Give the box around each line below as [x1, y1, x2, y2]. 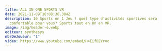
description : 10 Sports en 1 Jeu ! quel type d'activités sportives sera [5, 16, 158, 21]
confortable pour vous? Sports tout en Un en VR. [9, 20, 112, 26]
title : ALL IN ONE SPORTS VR [5, 7, 64, 12]
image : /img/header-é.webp [5, 25, 60, 30]
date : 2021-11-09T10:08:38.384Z [5, 12, 70, 17]
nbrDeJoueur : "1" [5, 34, 40, 39]
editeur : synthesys [5, 30, 45, 34]
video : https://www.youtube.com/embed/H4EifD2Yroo [5, 39, 110, 44]
